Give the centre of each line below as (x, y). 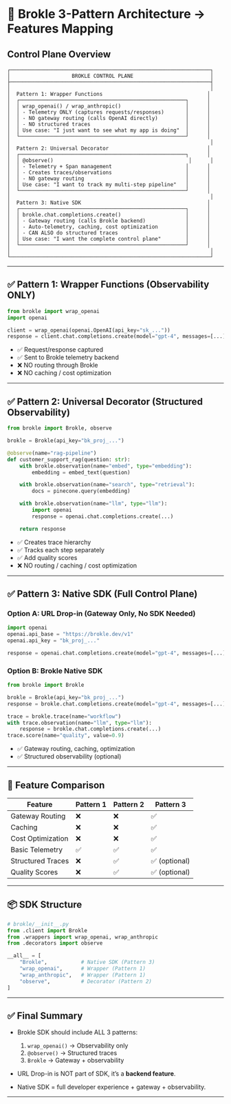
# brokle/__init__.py (38, 924)
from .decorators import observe (55, 943)
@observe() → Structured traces (72, 1053)
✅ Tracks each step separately (61, 550)
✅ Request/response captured (60, 350)
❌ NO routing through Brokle (57, 365)
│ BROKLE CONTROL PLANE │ (110, 76)
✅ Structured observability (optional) (69, 756)
